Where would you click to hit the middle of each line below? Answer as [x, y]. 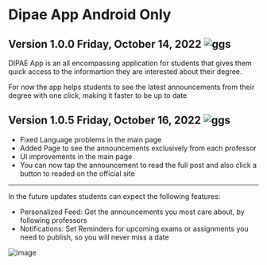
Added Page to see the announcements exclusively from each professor [138, 148]
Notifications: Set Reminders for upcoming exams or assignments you [134, 228]
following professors [53, 220]
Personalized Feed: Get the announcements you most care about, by [132, 212]
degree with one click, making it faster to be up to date [98, 95]
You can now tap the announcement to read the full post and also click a [138, 165]
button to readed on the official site [77, 173]
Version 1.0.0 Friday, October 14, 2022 [105, 44]
